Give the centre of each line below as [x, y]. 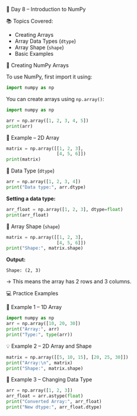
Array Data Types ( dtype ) [45, 41]
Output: [16, 260]
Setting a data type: [31, 198]
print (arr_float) [28, 215]
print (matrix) [24, 160]
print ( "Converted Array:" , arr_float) [54, 402]
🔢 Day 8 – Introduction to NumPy [46, 9]
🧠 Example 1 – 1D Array [34, 307]
